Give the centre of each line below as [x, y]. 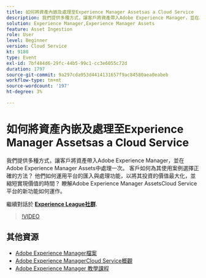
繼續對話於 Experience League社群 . [52, 204]
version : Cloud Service [37, 47]
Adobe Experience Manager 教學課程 [62, 268]
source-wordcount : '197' [38, 86]
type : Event [21, 58]
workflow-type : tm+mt [34, 80]
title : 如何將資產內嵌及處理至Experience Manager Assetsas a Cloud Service [100, 12]
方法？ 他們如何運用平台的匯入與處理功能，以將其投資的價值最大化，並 [106, 176]
